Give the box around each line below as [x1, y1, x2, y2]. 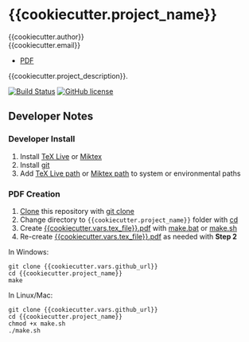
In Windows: [8, 247, 49, 256]
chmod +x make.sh [8, 320, 66, 328]
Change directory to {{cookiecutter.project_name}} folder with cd [19, 215, 239, 224]
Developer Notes [8, 110, 94, 123]
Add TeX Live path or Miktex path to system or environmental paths [19, 169, 241, 178]
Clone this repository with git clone [19, 206, 135, 216]
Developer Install [8, 134, 76, 145]
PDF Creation [8, 188, 61, 200]
